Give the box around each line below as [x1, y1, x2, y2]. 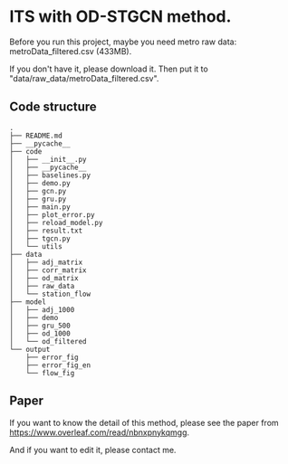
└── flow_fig [25, 368, 75, 377]
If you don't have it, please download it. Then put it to [9, 63, 208, 74]
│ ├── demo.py [9, 178, 71, 187]
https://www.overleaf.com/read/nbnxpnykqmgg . [9, 427, 190, 438]
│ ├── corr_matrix [9, 265, 88, 275]
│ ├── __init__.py [9, 155, 88, 164]
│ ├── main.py [9, 202, 71, 212]
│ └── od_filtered [9, 336, 88, 346]
